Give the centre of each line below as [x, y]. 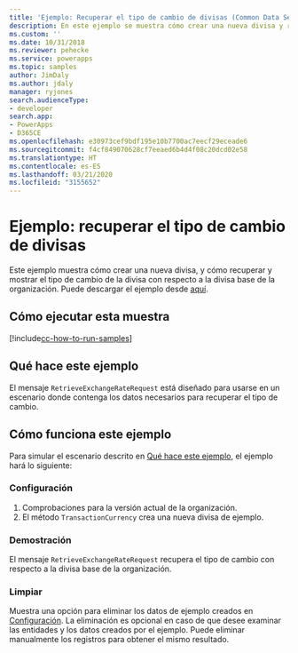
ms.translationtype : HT [53, 158]
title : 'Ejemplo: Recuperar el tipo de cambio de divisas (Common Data [144, 17]
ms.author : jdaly [41, 84]
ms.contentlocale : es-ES [55, 166]
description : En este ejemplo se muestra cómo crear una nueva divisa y [146, 26]
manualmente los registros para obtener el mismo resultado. [119, 640]
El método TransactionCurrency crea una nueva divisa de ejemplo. [143, 517]
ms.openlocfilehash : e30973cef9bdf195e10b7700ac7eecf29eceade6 [129, 141]
